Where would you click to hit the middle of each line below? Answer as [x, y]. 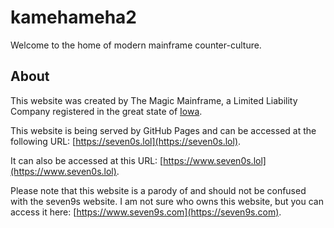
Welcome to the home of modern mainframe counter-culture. [136, 45]
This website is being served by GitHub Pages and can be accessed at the [163, 130]
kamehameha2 [73, 17]
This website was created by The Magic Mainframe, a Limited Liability [154, 100]
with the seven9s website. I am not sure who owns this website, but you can [167, 201]
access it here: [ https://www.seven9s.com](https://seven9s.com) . [146, 212]
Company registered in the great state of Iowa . [106, 111]
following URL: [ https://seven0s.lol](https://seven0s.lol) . [126, 141]
